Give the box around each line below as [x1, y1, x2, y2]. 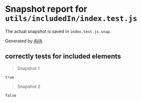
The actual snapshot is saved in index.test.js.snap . [5, 28, 112, 34]
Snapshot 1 [17, 65, 40, 71]
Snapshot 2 [17, 83, 41, 89]
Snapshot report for [5, 3, 87, 15]
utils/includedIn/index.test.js [5, 14, 138, 23]
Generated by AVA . [5, 38, 44, 44]
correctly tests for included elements [5, 52, 121, 61]
